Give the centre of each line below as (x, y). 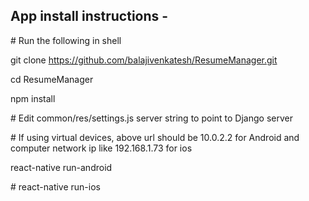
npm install (33, 98)
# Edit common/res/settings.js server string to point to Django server (151, 118)
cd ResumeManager (52, 79)
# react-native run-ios (55, 186)
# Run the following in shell (66, 40)
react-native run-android (61, 167)
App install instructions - (89, 16)
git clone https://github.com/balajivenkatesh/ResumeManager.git (144, 60)
